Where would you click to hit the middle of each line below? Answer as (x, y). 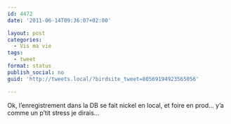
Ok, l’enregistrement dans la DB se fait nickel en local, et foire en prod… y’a (116, 105)
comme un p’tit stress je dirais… (53, 113)
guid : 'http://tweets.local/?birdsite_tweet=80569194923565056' (103, 79)
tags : (15, 53)
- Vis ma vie (33, 46)
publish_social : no (36, 72)
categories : (25, 39)
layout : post (26, 33)
